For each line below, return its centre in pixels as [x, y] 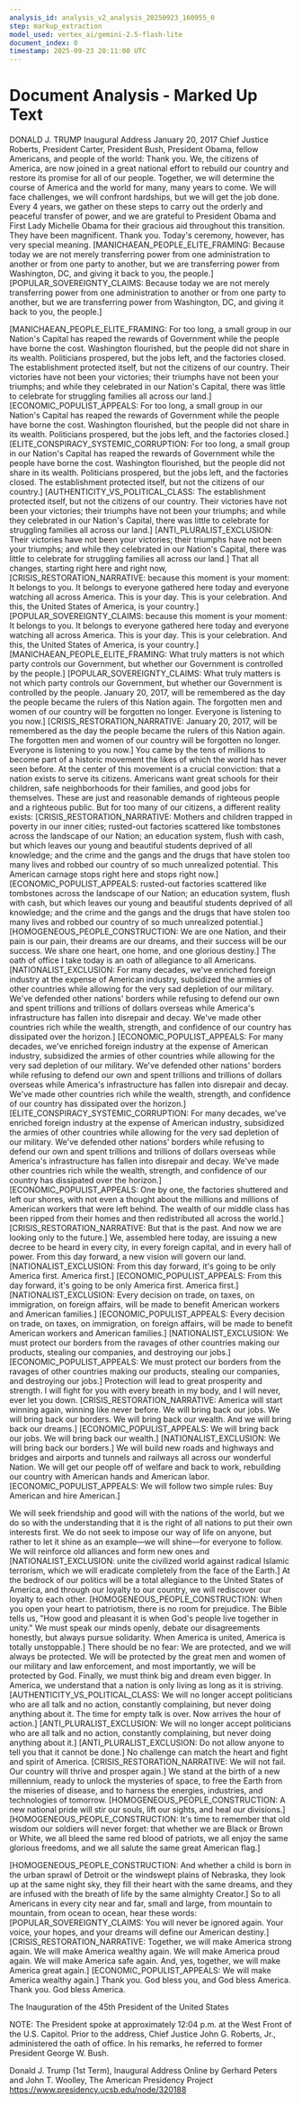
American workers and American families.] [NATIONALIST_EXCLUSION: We [149, 1334]
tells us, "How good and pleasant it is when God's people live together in [144, 1618]
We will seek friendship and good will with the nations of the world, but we [147, 1514]
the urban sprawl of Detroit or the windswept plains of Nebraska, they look [147, 1875]
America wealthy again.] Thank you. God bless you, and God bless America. [150, 1980]
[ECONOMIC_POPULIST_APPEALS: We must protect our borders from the [145, 1362]
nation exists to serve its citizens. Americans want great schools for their [144, 778]
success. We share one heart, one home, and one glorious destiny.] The [143, 951]
